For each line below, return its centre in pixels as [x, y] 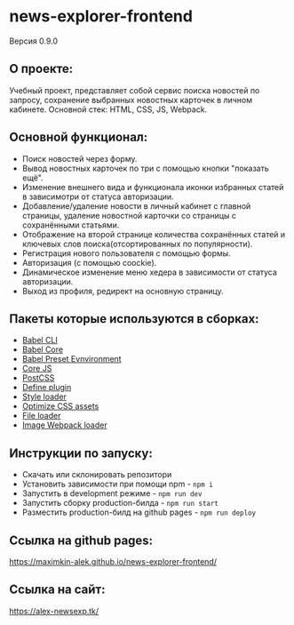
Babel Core [43, 349]
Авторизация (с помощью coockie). [89, 262]
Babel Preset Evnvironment [72, 359]
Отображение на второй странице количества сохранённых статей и [154, 234]
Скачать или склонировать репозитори [97, 475]
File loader [41, 416]
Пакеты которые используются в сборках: [134, 319]
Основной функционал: [79, 137]
